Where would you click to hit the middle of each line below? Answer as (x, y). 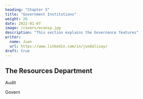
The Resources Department (49, 71)
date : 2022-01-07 (23, 23)
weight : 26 (16, 19)
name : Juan (21, 42)
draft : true (17, 51)
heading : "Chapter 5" (28, 10)
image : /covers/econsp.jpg (33, 28)
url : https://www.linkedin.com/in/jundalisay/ (59, 46)
